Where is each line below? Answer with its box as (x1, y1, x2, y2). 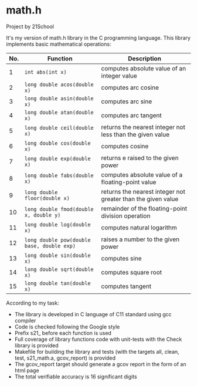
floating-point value (101, 178, 157, 186)
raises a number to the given (101, 235, 180, 243)
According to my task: (6, 299, 60, 306)
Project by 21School (6, 23, 55, 30)
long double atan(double (24, 109, 94, 116)
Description (128, 54, 161, 62)
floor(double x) (24, 195, 70, 201)
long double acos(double (24, 81, 94, 88)
